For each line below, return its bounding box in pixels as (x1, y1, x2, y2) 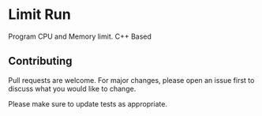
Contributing (8, 54, 73, 68)
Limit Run (8, 6, 71, 24)
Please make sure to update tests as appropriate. (8, 99, 168, 108)
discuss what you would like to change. (8, 84, 137, 93)
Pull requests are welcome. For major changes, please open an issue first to (8, 75, 255, 84)
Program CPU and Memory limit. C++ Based (8, 32, 152, 41)
